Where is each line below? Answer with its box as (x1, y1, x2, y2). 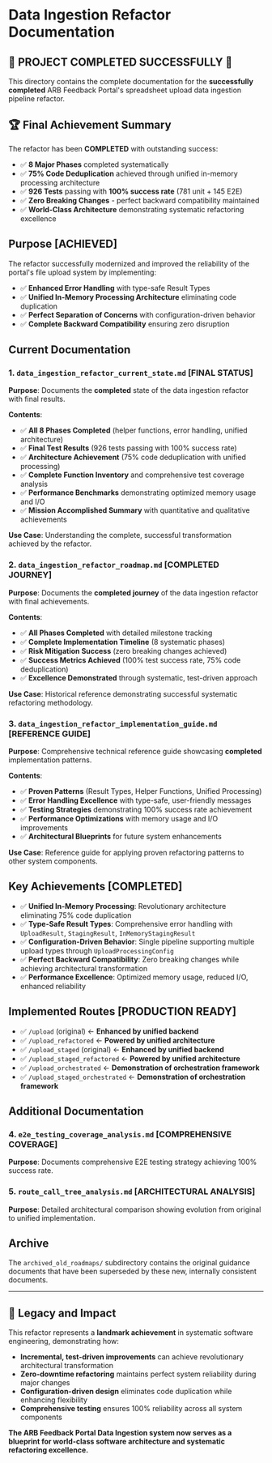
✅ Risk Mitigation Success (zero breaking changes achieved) (19, 646, 227, 655)
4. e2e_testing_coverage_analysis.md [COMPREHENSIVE (8, 1128, 232, 1140)
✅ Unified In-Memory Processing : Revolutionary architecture (19, 901, 227, 911)
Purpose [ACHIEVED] (8, 237, 117, 251)
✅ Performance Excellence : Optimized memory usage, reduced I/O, (19, 972, 249, 982)
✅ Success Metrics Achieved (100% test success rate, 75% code (19, 655, 241, 665)
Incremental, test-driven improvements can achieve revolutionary (19, 1352, 244, 1362)
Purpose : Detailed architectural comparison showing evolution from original (8, 1205, 261, 1214)
